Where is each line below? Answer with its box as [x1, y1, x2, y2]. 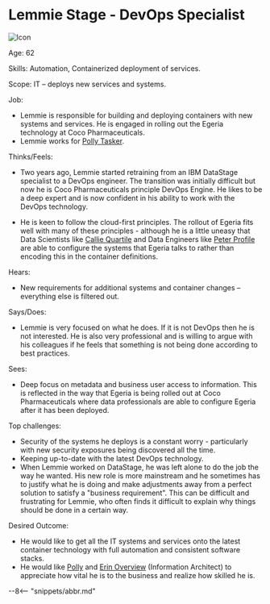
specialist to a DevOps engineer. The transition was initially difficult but [19, 176, 256, 185]
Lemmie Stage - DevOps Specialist [8, 6, 246, 24]
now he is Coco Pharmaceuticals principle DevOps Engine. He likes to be [19, 184, 263, 194]
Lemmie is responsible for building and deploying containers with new [19, 110, 253, 120]
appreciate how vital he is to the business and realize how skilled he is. [19, 570, 255, 580]
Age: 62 [8, 48, 35, 57]
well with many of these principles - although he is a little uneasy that [19, 226, 251, 235]
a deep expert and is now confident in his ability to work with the [19, 193, 235, 202]
